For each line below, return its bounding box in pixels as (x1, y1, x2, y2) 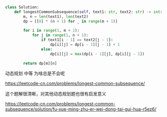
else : (41, 47, 53, 52)
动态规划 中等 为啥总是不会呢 (5, 70, 65, 76)
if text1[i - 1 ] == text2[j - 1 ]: (41, 38, 113, 43)
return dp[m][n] (23, 61, 57, 66)
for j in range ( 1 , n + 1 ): (32, 33, 89, 38)
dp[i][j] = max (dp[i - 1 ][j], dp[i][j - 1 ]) (50, 51, 144, 56)
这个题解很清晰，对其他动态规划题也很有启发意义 (5, 91, 106, 97)
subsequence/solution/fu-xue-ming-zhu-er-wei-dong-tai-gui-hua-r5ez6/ (5, 106, 156, 112)
